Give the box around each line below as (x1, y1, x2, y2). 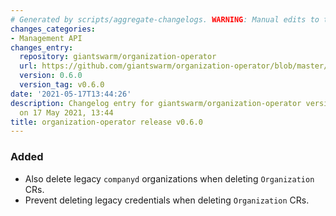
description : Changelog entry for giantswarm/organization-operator (10, 98, 302, 108)
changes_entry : (10, 42, 74, 53)
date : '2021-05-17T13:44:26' (10, 89, 132, 99)
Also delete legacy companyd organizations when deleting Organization (24, 172, 315, 185)
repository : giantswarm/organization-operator (19, 52, 217, 62)
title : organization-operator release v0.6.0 (10, 117, 203, 127)
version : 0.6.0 (19, 71, 83, 81)
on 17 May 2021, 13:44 (19, 107, 114, 118)
